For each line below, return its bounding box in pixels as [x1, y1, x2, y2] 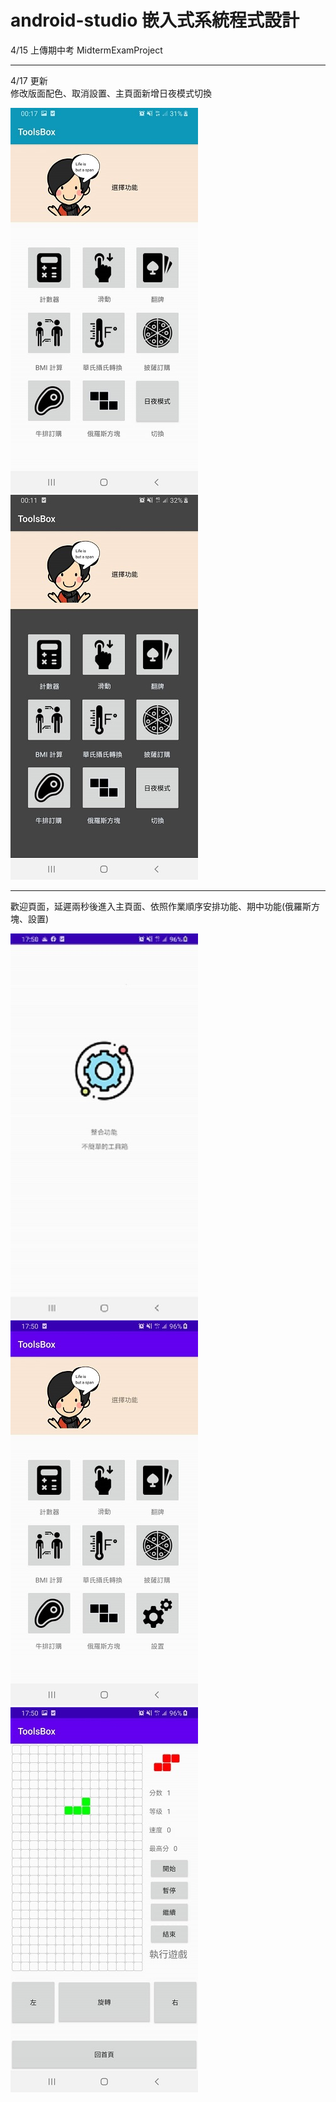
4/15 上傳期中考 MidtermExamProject [10, 44, 163, 56]
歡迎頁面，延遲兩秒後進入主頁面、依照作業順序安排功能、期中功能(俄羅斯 [10, 900, 312, 912]
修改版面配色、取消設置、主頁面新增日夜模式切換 [10, 87, 212, 99]
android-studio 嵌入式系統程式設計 [10, 9, 300, 32]
